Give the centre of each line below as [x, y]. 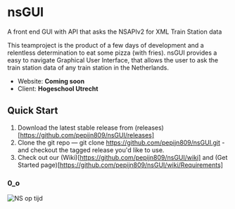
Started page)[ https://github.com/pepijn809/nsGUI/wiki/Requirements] [120, 165]
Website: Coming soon [51, 81]
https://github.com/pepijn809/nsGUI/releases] [87, 135]
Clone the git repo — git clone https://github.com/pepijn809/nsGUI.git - [121, 142]
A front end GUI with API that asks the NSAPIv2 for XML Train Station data [115, 32]
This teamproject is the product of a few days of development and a [106, 45]
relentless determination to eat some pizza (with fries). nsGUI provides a [112, 53]
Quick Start [33, 110]
